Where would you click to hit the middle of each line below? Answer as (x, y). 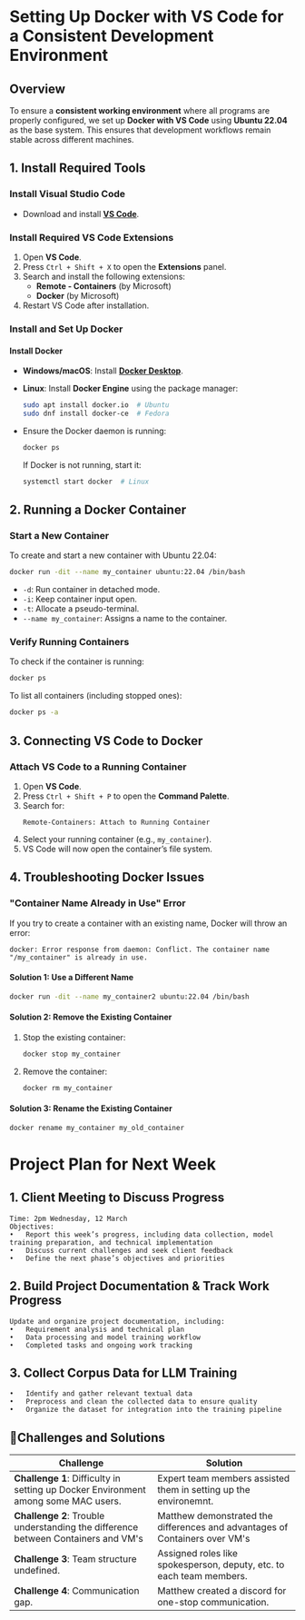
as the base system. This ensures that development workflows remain (140, 130)
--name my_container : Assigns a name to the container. (125, 619)
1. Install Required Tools (78, 169)
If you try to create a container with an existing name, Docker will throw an (148, 923)
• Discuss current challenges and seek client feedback (121, 1250)
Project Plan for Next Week (113, 1164)
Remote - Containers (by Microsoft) (103, 286)
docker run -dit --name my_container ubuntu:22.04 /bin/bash (128, 572)
